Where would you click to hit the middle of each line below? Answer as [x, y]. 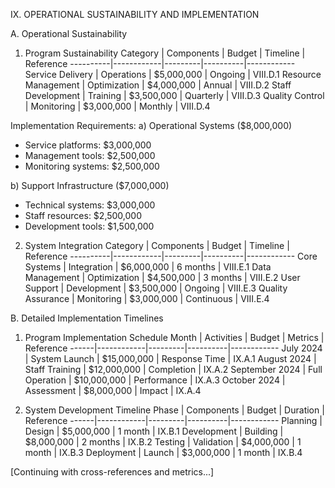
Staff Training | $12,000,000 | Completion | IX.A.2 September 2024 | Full [173, 369]
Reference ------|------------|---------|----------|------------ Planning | [173, 420]
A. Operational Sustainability [69, 33]
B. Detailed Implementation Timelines [87, 318]
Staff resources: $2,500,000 [83, 215]
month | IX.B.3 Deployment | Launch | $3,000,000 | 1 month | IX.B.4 [163, 452]
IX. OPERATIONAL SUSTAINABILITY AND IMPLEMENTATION [135, 14]
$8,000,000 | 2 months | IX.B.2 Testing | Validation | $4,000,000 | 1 [163, 442]
